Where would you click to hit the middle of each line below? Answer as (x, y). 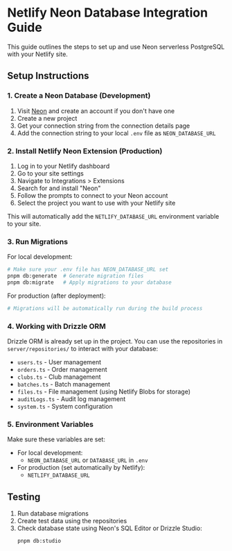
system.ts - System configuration (65, 407)
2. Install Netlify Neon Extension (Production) (85, 151)
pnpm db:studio (39, 541)
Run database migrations (53, 514)
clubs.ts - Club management (59, 377)
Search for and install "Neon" (59, 188)
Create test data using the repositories (72, 521)
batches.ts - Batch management (64, 384)
